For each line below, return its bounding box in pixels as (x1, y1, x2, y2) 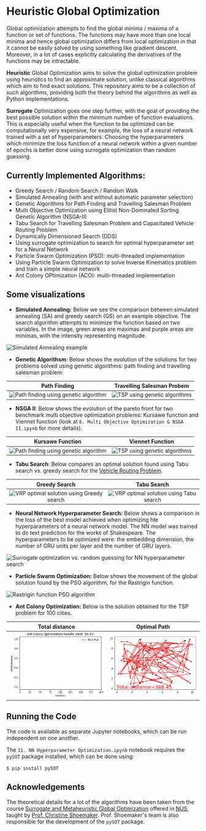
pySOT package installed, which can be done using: (6, 752, 135, 760)
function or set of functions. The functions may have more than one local (6, 31, 191, 38)
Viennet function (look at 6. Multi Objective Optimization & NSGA (15, 417, 184, 425)
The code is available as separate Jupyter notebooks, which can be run (6, 727, 187, 735)
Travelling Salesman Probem (114, 382, 189, 390)
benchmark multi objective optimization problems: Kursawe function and (15, 411, 199, 419)
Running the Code (6, 711, 77, 722)
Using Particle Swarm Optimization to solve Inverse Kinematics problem (15, 258, 197, 266)
